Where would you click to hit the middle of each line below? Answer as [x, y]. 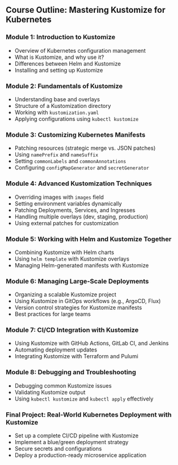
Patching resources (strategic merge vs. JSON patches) [85, 148]
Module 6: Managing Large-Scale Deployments [77, 281]
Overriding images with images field [59, 197]
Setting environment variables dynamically [68, 203]
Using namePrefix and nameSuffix [56, 155]
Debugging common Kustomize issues [63, 385]
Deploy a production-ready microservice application [80, 455]
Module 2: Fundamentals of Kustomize [64, 86]
